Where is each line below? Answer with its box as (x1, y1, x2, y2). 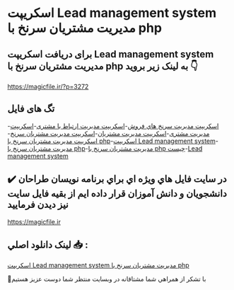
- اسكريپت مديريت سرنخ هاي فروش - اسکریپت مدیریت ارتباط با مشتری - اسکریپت (7, 122, 219, 130)
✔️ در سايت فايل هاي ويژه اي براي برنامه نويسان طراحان (7, 173, 228, 185)
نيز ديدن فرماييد (7, 199, 69, 211)
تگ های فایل (7, 103, 55, 115)
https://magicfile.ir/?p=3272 (7, 83, 89, 91)
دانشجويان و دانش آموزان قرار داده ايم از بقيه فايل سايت (7, 187, 228, 199)
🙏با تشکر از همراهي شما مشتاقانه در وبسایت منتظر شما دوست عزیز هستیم (7, 274, 206, 284)
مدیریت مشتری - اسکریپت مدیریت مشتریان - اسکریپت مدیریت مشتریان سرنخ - (7, 129, 210, 137)
